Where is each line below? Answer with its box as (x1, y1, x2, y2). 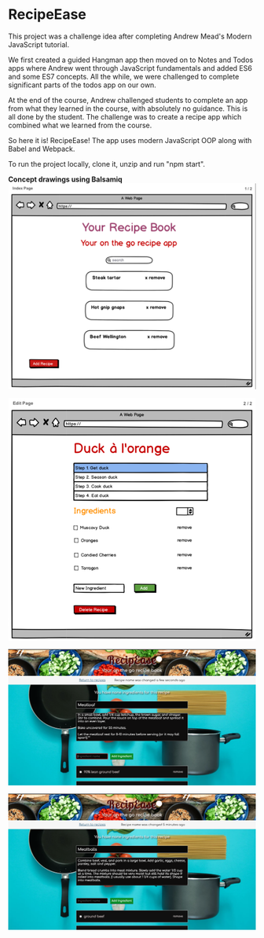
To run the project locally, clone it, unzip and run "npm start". (8, 159, 206, 168)
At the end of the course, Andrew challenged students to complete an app (8, 95, 248, 105)
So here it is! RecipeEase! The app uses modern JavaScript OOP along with (8, 135, 252, 145)
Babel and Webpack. (8, 144, 75, 153)
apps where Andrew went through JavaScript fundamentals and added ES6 (8, 63, 253, 72)
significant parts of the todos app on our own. (8, 80, 157, 90)
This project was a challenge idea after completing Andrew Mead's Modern (8, 31, 252, 41)
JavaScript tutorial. (8, 39, 69, 49)
